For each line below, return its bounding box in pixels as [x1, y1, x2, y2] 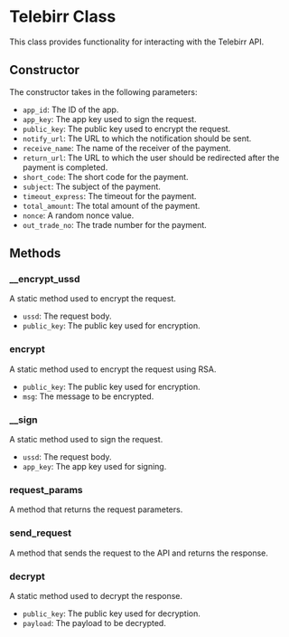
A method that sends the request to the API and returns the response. [9, 547, 269, 558]
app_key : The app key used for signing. [22, 461, 167, 472]
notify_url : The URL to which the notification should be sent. [22, 133, 252, 144]
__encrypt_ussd [9, 273, 80, 286]
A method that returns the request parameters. [9, 504, 183, 515]
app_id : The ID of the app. [22, 104, 119, 115]
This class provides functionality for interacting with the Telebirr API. [9, 36, 265, 47]
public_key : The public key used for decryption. [22, 608, 201, 619]
